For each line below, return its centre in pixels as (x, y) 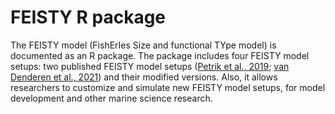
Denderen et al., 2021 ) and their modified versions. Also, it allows (144, 77)
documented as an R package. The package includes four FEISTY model (160, 55)
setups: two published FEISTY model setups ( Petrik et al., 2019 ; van (150, 66)
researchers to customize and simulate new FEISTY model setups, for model (168, 87)
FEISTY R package (88, 17)
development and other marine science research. (111, 98)
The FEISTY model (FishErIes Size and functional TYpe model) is (143, 45)
